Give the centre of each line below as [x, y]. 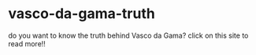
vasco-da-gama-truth [82, 14]
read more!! [27, 43]
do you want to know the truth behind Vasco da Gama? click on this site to [128, 35]
